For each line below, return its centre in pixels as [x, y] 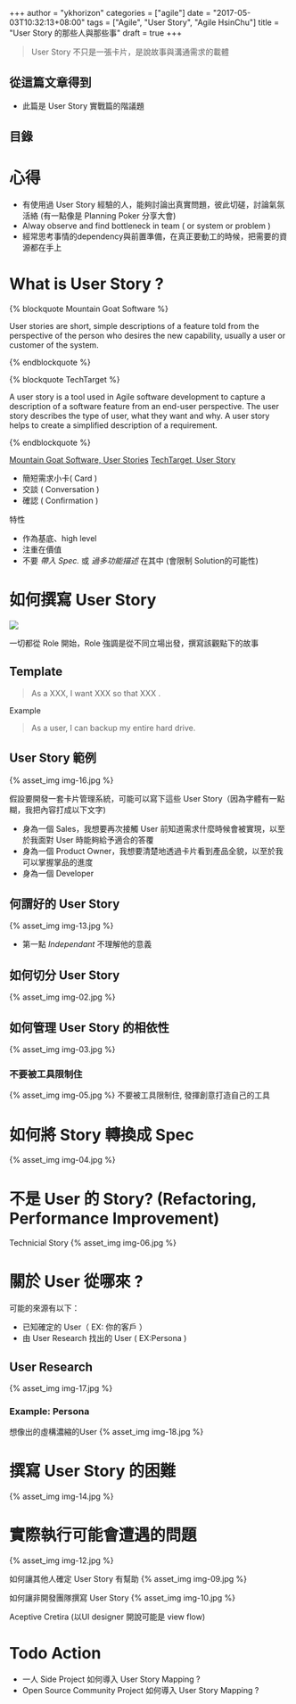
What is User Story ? [86, 284]
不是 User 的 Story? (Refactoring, [133, 1199]
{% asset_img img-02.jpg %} [62, 997]
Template [36, 672]
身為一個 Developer [58, 873]
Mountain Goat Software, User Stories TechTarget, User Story [123, 460]
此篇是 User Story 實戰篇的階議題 [83, 105]
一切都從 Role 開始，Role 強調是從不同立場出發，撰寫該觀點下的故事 [134, 643]
